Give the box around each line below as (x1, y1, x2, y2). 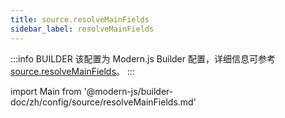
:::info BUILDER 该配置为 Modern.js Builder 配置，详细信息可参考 (10, 52, 276, 65)
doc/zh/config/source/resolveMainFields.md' (10, 96, 197, 108)
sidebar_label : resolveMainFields (10, 24, 155, 34)
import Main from (10, 85, 82, 97)
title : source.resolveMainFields (10, 14, 150, 25)
